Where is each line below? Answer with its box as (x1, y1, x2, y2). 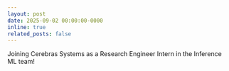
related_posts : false (7, 30, 72, 38)
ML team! (7, 58, 36, 66)
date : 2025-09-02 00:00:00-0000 (7, 17, 103, 24)
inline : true (7, 23, 46, 31)
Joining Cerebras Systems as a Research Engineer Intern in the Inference (7, 50, 223, 58)
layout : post (7, 10, 46, 18)
